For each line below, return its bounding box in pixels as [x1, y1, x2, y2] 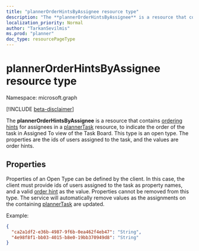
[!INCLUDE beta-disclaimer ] [6, 105, 74, 113]
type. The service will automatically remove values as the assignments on [6, 194, 186, 201]
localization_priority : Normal [6, 20, 84, 26]
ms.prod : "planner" [6, 31, 54, 37]
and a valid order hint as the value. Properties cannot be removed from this [6, 188, 190, 195]
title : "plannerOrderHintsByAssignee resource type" [6, 8, 139, 15]
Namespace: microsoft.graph [6, 94, 78, 101]
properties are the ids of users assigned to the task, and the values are [6, 136, 179, 143]
